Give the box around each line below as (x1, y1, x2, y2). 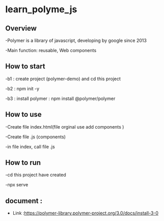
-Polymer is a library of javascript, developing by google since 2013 (5, 37, 147, 43)
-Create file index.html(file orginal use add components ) (5, 124, 124, 130)
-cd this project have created (5, 172, 66, 178)
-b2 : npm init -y (5, 85, 40, 91)
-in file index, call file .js (5, 143, 55, 150)
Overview (5, 24, 37, 33)
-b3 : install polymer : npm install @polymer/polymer (5, 95, 116, 102)
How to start (5, 62, 45, 71)
